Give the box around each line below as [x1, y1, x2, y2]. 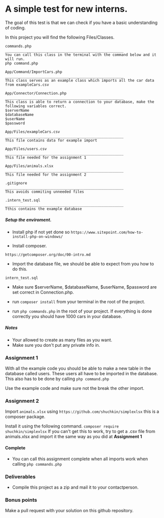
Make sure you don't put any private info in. [12, 342, 100, 348]
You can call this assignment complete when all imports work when [12, 456, 148, 462]
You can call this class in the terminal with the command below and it [5, 52, 157, 57]
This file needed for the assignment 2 [5, 172, 87, 177]
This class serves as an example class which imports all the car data [5, 78, 154, 83]
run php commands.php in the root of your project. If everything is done [12, 308, 152, 314]
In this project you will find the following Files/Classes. [5, 34, 115, 40]
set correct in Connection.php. [12, 289, 74, 295]
